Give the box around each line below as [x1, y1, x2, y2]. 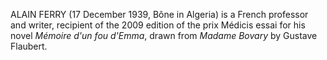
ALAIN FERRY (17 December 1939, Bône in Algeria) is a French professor [10, 9, 309, 20]
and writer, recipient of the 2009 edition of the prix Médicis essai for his [10, 19, 306, 31]
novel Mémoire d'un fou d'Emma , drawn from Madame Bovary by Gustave [10, 30, 318, 41]
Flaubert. [10, 40, 48, 52]
